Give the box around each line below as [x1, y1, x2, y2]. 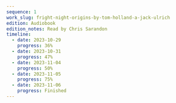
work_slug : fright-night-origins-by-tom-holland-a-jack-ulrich [6, 15, 171, 21]
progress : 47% [17, 54, 53, 60]
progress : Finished [17, 88, 67, 94]
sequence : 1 [6, 8, 37, 15]
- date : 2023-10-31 [12, 48, 62, 55]
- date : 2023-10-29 [12, 37, 62, 43]
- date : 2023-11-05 [12, 71, 62, 77]
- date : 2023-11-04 [12, 59, 62, 65]
